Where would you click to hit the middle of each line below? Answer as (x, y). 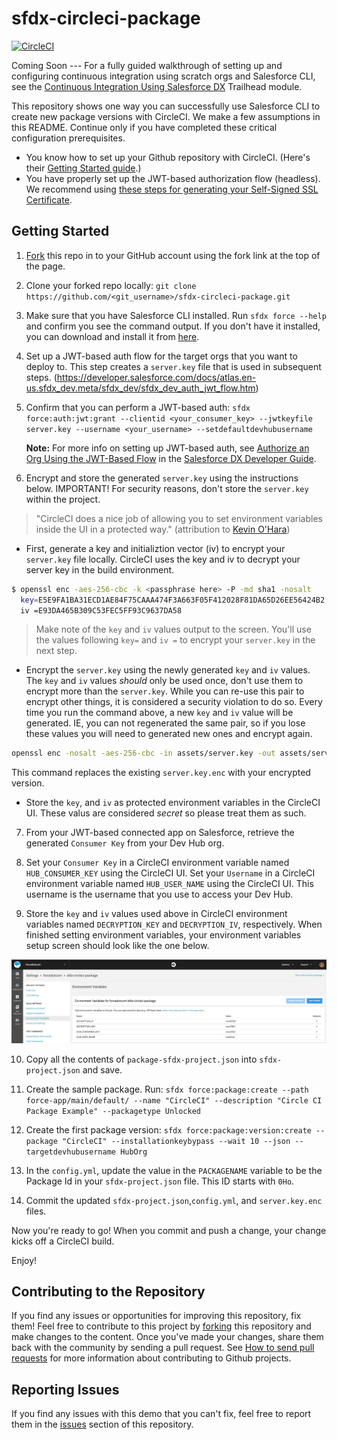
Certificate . (49, 199)
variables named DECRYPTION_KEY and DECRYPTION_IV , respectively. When (174, 924)
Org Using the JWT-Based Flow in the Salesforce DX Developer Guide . (171, 458)
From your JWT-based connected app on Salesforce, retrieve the (160, 833)
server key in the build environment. (100, 569)
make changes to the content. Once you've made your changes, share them (167, 1337)
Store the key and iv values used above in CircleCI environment (156, 914)
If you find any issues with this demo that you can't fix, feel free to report (161, 1414)
